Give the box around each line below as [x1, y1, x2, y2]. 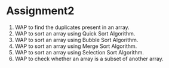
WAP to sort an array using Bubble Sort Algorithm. [14, 36, 139, 43]
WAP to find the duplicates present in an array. [14, 24, 130, 31]
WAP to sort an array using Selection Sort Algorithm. [14, 48, 145, 56]
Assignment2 [6, 4, 75, 18]
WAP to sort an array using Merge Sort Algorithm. [14, 43, 137, 50]
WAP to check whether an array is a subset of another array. [14, 55, 164, 62]
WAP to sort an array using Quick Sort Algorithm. [14, 30, 136, 37]
